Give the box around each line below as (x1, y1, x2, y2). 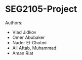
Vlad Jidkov (12, 29, 37, 35)
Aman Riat (12, 50, 34, 56)
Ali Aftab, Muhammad (12, 45, 57, 51)
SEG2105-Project (5, 3, 78, 15)
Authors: (5, 20, 23, 26)
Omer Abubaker (12, 34, 45, 40)
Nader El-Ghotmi (12, 39, 47, 45)
